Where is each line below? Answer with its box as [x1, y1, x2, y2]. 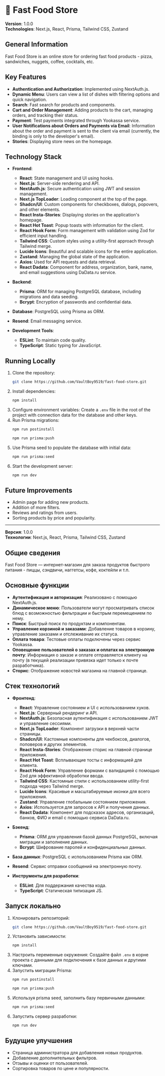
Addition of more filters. [12, 505, 60, 511]
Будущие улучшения [5, 1037, 73, 1045]
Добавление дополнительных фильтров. [12, 1055, 98, 1061]
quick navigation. [12, 96, 47, 103]
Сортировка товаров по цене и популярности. [12, 1065, 110, 1071]
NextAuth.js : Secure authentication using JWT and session [19, 186, 140, 192]
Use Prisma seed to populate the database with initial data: [12, 445, 132, 451]
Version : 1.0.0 [5, 21, 33, 27]
